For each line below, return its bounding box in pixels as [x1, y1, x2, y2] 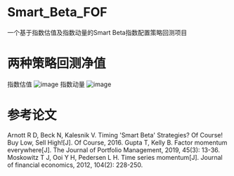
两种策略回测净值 [7, 55, 107, 72]
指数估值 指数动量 [7, 80, 86, 88]
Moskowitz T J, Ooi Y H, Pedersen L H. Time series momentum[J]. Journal [7, 153, 223, 161]
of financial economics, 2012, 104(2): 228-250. [7, 161, 143, 169]
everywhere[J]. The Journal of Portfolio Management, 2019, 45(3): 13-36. [7, 145, 220, 154]
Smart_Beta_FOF [7, 4, 108, 20]
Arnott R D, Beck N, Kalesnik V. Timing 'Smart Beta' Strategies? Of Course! [7, 130, 223, 139]
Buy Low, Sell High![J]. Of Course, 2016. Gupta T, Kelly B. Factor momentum [7, 138, 228, 147]
